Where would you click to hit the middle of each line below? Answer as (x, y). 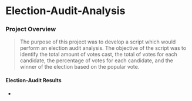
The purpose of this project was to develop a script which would (98, 42)
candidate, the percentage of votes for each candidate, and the (97, 60)
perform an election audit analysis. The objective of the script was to (103, 48)
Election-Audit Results (34, 80)
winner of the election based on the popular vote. (80, 67)
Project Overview (31, 29)
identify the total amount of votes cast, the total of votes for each (98, 55)
